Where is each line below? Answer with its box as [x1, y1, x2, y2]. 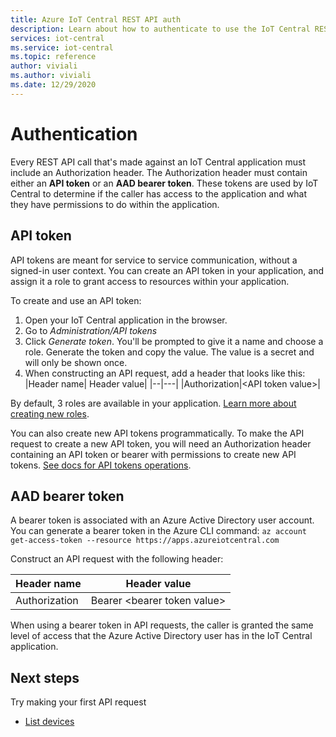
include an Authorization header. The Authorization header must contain [10, 166, 308, 178]
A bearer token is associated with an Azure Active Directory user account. [10, 514, 315, 526]
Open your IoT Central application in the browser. [24, 314, 228, 326]
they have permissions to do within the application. [10, 198, 220, 210]
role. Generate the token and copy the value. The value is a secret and [24, 346, 315, 358]
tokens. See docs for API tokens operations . [10, 459, 192, 471]
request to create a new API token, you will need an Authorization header [10, 437, 312, 450]
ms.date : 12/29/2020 [10, 80, 97, 90]
